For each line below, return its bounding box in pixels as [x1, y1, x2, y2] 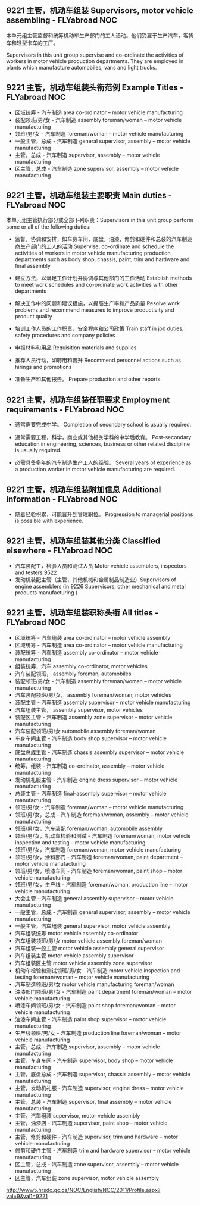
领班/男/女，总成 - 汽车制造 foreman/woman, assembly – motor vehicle [14, 811, 189, 818]
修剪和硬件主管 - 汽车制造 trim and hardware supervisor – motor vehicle [14, 1147, 191, 1154]
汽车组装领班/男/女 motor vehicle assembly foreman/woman [14, 937, 162, 944]
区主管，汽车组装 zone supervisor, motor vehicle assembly [14, 1174, 159, 1181]
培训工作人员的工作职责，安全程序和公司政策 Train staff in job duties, [14, 325, 184, 332]
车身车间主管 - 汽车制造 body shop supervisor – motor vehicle [14, 734, 167, 742]
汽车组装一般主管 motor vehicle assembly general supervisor [14, 944, 165, 952]
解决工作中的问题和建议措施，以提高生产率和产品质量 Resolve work [14, 300, 180, 307]
